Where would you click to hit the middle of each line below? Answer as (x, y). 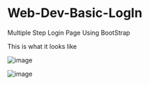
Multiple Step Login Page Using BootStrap (69, 33)
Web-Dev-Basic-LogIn (75, 13)
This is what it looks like (42, 46)
